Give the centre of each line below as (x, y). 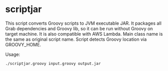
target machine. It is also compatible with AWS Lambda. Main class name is (84, 34)
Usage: (13, 54)
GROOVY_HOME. (23, 44)
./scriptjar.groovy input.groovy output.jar (53, 63)
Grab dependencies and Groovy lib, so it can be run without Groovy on (79, 28)
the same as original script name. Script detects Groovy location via (76, 39)
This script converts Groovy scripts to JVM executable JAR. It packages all (83, 23)
